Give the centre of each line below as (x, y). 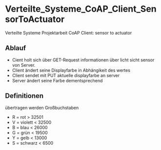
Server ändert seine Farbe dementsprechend (57, 80)
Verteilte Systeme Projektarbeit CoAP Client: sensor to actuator (69, 33)
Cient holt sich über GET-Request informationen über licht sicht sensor (83, 60)
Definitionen (24, 96)
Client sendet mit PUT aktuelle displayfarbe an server (66, 75)
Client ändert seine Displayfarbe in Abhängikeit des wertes (71, 70)
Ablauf (16, 48)
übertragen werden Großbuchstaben (42, 108)
